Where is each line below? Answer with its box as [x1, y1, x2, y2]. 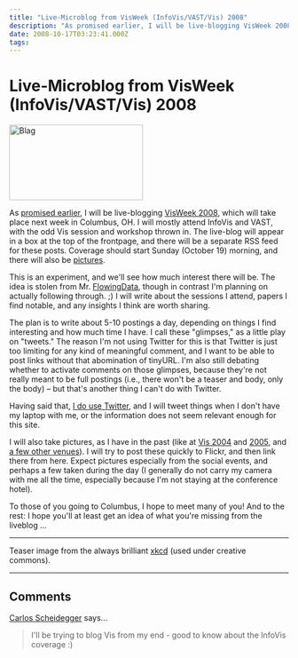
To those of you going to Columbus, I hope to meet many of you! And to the [9, 501, 286, 511]
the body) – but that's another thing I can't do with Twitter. [9, 384, 222, 394]
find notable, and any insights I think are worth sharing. [9, 300, 211, 311]
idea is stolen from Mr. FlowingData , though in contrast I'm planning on [9, 281, 269, 292]
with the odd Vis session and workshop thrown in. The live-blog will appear [9, 226, 285, 237]
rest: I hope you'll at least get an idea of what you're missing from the [9, 511, 263, 521]
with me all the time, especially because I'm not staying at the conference [9, 474, 278, 485]
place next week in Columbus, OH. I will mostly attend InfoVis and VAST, [9, 217, 273, 227]
